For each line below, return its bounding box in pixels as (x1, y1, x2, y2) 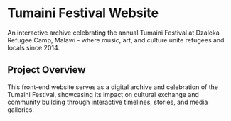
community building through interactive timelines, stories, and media (7, 98, 208, 106)
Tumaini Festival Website (7, 5, 159, 21)
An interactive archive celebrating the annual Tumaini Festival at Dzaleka (7, 28, 220, 37)
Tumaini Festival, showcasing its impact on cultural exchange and (7, 90, 199, 98)
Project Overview (7, 64, 86, 76)
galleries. (7, 105, 34, 114)
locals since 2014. (7, 43, 60, 52)
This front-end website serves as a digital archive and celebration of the (7, 83, 219, 91)
